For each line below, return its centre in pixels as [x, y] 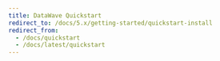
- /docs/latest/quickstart [60, 45]
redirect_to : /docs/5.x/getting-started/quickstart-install [111, 23]
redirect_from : [34, 30]
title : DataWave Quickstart [55, 15]
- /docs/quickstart [48, 38]
